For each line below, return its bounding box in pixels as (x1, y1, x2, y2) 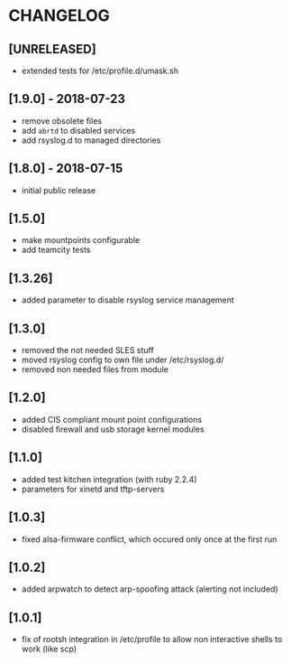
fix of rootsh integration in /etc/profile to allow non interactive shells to (21, 634, 283, 645)
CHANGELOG (8, 5, 110, 26)
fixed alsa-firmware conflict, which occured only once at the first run (21, 534, 277, 545)
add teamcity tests (21, 245, 91, 256)
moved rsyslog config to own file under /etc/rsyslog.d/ (21, 354, 224, 366)
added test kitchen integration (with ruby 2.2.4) (21, 473, 197, 484)
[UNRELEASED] (8, 42, 96, 57)
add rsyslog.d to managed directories (21, 135, 161, 145)
